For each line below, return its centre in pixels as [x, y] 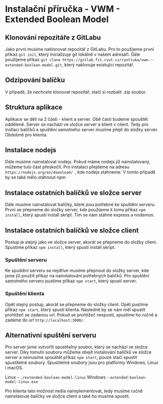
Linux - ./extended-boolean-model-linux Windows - [57, 377]
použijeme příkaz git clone [33, 59]
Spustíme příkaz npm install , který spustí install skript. [60, 247]
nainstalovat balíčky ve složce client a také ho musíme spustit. [68, 396]
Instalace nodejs [31, 150]
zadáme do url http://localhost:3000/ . [45, 320]
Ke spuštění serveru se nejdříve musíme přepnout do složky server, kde [77, 270]
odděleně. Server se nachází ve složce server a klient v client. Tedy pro [77, 124]
